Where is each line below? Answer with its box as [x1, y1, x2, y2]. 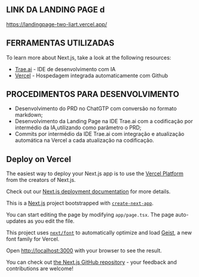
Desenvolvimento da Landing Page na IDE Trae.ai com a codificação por [14, 118, 193, 125]
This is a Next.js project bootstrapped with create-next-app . [6, 200, 154, 207]
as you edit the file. [27, 218, 75, 225]
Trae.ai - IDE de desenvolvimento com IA [14, 65, 116, 72]
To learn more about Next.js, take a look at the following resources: [6, 54, 172, 61]
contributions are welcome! [6, 265, 74, 272]
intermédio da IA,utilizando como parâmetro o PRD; [14, 124, 142, 131]
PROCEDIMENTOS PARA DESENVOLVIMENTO [6, 89, 179, 99]
